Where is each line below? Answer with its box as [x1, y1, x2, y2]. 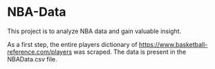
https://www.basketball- [138, 40, 208, 48]
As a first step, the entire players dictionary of [7, 40, 138, 48]
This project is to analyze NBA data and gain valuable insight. [7, 27, 182, 35]
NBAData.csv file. [7, 55, 57, 63]
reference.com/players [7, 48, 73, 56]
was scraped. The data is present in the [73, 48, 187, 56]
